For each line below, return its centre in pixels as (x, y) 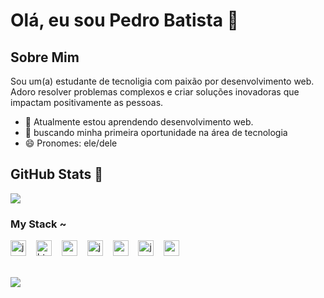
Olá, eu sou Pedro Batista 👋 (124, 20)
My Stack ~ (38, 224)
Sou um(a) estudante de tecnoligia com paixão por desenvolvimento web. (162, 81)
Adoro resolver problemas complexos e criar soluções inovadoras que (155, 92)
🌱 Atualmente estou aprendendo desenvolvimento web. (139, 122)
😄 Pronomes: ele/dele (71, 143)
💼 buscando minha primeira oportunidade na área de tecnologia (156, 132)
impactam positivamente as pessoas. (87, 102)
